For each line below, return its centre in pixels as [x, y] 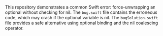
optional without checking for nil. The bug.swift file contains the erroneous [81, 12]
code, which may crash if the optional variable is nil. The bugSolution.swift [82, 18]
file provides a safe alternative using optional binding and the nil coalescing [82, 23]
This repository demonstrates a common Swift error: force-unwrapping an [80, 7]
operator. [14, 28]
